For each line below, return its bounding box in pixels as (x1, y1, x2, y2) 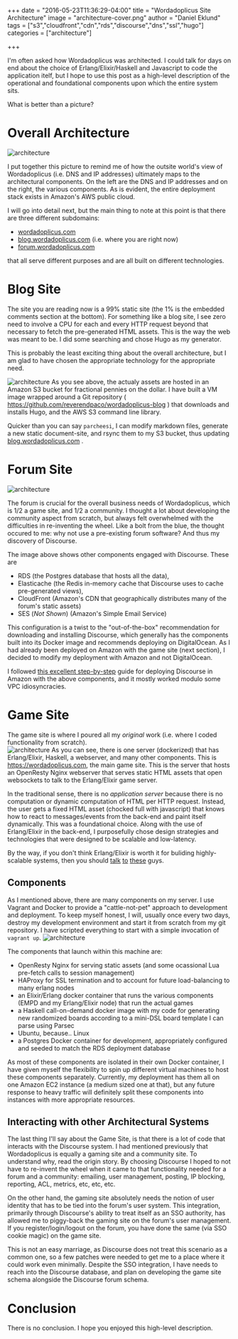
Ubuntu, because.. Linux (17, 1029, 90, 1037)
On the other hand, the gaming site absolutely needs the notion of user (7, 1193, 215, 1203)
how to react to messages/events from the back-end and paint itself (7, 812, 207, 820)
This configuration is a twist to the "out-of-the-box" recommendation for (7, 623, 220, 631)
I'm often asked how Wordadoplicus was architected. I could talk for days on (7, 56, 232, 65)
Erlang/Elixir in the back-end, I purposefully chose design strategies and (7, 827, 219, 835)
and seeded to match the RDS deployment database (17, 1043, 171, 1052)
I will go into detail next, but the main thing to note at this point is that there (7, 206, 226, 215)
